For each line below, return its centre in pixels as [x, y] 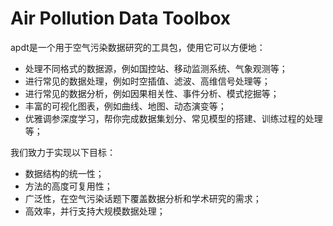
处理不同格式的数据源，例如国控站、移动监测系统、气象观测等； [156, 68]
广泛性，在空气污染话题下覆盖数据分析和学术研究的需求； [143, 198]
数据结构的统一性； [64, 173]
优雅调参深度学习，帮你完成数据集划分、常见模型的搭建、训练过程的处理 [173, 118]
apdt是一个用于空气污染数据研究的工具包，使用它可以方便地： [138, 47]
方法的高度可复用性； [68, 186]
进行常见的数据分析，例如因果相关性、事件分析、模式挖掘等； [152, 93]
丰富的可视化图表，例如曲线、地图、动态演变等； [125, 106]
